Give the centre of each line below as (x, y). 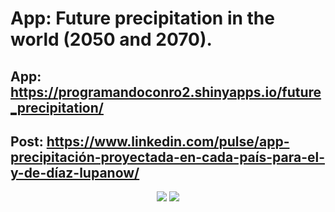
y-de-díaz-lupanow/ (75, 172)
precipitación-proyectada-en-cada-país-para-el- (167, 157)
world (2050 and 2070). (111, 39)
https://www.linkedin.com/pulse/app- (168, 141)
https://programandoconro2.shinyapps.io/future (166, 92)
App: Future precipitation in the (142, 18)
